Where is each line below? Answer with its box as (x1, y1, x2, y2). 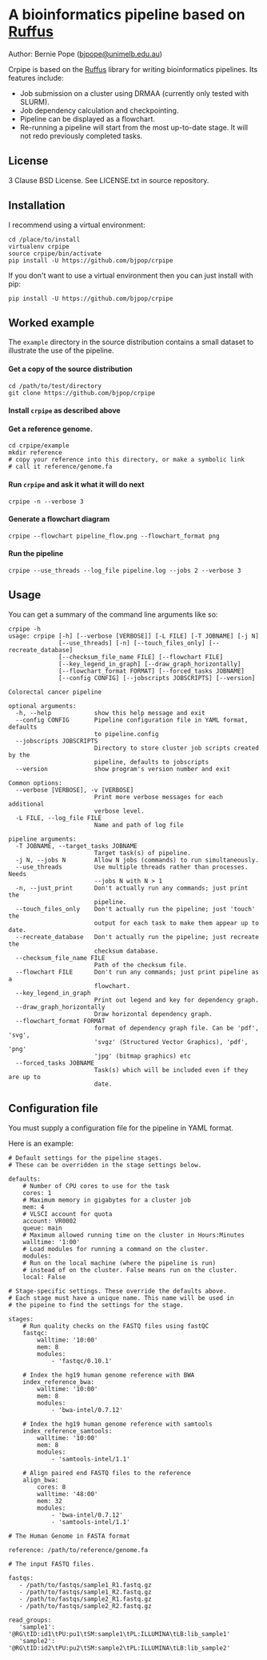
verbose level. (94, 806, 145, 815)
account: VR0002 (22, 1217, 78, 1225)
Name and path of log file (94, 821, 184, 829)
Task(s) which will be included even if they (94, 1066, 249, 1074)
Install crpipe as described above (8, 406, 122, 415)
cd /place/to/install (8, 235, 81, 243)
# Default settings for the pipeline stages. (8, 1154, 162, 1162)
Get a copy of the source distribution (8, 364, 133, 374)
